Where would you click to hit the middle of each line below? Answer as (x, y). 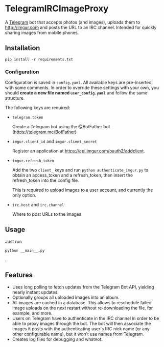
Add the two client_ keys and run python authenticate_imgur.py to (80, 170)
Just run (13, 241)
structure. (15, 98)
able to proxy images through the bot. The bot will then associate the (82, 323)
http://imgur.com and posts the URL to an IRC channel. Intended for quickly (81, 27)
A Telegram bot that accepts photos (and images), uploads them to (73, 22)
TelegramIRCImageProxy (57, 9)
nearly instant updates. (35, 292)
